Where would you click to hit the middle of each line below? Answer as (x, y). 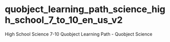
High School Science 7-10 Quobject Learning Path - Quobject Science (79, 34)
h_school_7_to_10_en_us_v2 (64, 20)
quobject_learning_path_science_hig (85, 9)
